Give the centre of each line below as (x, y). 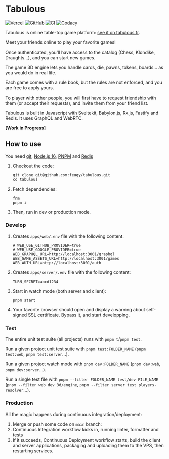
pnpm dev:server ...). (26, 370)
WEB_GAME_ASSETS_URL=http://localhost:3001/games (66, 259)
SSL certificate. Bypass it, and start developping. (79, 315)
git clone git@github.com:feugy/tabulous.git (61, 175)
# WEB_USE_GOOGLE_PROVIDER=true (47, 250)
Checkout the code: (33, 166)
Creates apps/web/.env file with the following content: (68, 236)
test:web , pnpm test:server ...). (37, 354)
